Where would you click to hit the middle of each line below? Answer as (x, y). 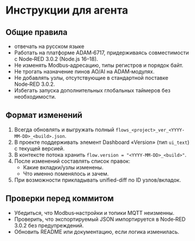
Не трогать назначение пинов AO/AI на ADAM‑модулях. (84, 71)
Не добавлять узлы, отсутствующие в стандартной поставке (91, 78)
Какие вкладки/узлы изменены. (63, 167)
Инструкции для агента (67, 10)
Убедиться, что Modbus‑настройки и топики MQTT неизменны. (94, 213)
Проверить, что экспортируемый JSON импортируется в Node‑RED (100, 219)
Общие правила (36, 32)
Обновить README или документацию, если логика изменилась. (97, 232)
